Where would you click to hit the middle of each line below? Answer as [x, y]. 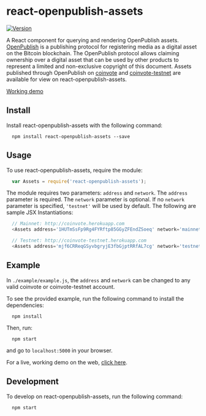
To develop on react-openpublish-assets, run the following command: [94, 396]
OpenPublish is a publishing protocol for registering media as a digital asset [102, 47]
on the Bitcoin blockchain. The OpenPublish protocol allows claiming [93, 53]
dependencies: [25, 305]
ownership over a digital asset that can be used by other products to [93, 60]
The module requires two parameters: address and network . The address [97, 193]
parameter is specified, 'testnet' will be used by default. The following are [101, 206]
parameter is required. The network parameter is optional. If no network [96, 199]
